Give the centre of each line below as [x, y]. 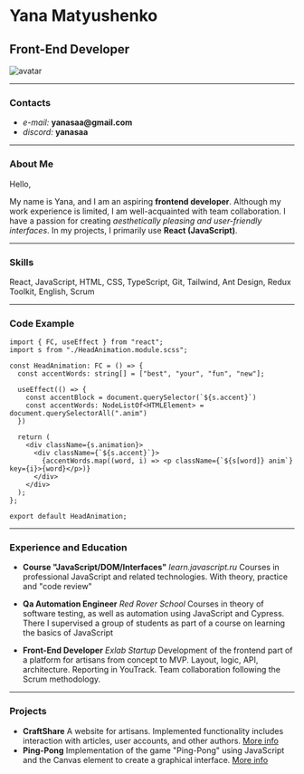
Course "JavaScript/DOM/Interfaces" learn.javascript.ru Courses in [151, 568]
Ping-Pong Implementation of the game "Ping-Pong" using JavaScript [153, 750]
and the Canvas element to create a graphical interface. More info [145, 760]
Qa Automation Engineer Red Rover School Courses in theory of [143, 604]
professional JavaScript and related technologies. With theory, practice [155, 577]
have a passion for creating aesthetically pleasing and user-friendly [136, 220]
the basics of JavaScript [68, 633]
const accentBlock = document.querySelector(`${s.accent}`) [141, 398]
